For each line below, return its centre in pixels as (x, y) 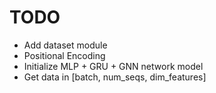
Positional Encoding (64, 55)
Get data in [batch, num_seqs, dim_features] (115, 77)
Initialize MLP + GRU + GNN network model (113, 66)
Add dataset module (65, 45)
